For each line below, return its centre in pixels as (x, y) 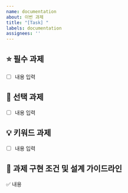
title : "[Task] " (27, 22)
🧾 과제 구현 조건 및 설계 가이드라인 (64, 169)
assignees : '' (24, 34)
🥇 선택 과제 (25, 97)
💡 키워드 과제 (29, 133)
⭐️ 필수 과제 (25, 59)
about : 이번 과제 (25, 17)
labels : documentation (34, 28)
